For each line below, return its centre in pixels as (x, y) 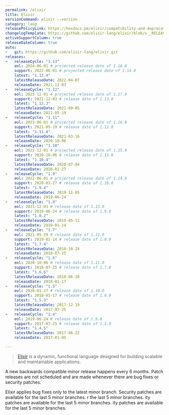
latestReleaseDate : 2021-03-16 (47, 136)
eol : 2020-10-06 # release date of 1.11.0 (59, 263)
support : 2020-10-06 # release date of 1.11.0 (64, 155)
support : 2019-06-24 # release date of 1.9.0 (63, 211)
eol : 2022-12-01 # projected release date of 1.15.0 (71, 151)
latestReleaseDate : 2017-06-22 (47, 333)
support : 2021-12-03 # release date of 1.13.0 (64, 99)
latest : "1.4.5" (31, 328)
